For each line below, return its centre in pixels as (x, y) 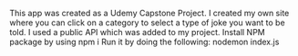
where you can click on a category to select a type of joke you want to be (147, 23)
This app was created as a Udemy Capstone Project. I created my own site (149, 13)
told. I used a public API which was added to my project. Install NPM (138, 32)
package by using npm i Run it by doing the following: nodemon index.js (144, 42)
